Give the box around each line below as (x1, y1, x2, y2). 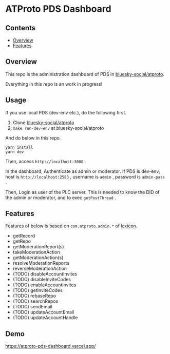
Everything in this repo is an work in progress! (5, 81, 103, 87)
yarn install (5, 145, 33, 150)
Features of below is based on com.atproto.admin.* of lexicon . (5, 223, 138, 229)
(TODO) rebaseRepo (12, 293, 56, 299)
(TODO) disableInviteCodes (12, 277, 71, 283)
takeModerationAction (12, 249, 60, 255)
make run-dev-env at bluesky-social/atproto (12, 125, 104, 131)
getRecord (12, 233, 35, 239)
